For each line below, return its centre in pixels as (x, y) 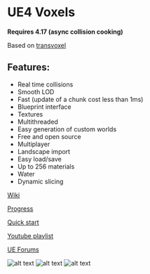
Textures (30, 114)
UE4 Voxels (41, 12)
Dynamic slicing (40, 181)
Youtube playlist (30, 235)
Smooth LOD (36, 91)
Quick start (23, 222)
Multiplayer (34, 144)
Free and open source (49, 136)
